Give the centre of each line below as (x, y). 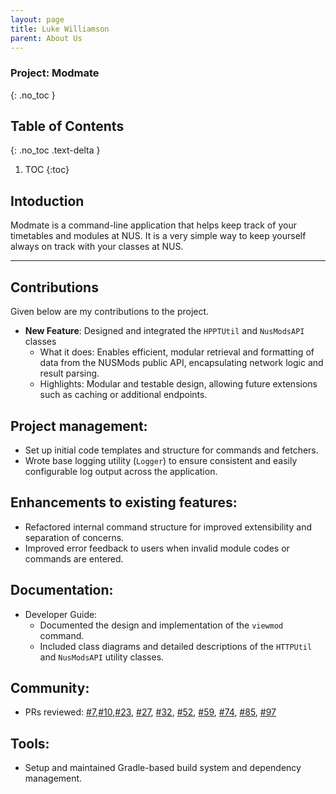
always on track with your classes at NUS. (97, 247)
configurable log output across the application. (121, 471)
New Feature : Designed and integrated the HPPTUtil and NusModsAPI (164, 331)
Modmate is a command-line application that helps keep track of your (153, 225)
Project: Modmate (55, 73)
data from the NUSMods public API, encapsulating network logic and (181, 363)
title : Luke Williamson (60, 29)
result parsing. (69, 373)
